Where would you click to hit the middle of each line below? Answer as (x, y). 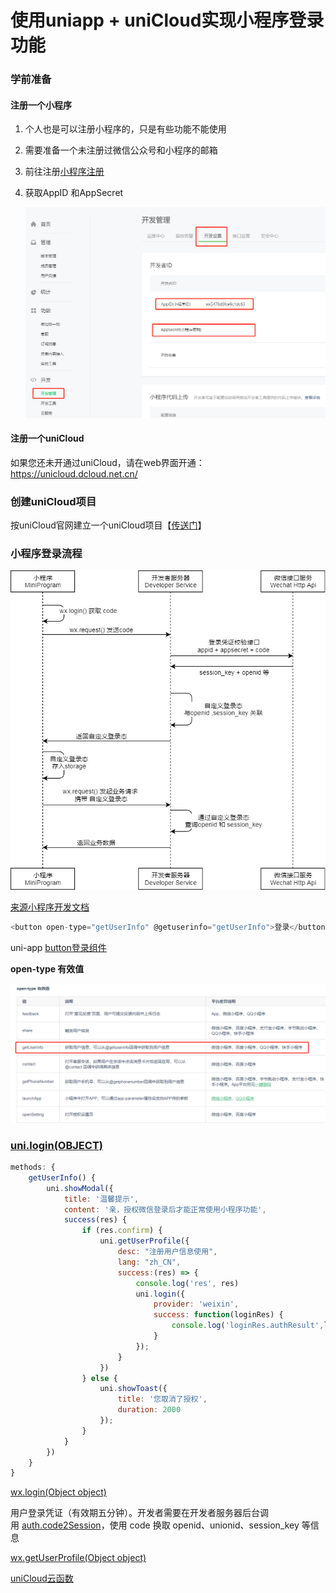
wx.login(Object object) (58, 1492)
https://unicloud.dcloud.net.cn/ (74, 473)
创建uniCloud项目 (53, 501)
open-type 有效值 (47, 969)
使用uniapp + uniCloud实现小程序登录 (167, 20)
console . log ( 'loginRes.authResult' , (248, 1326)
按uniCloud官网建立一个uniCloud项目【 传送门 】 (108, 525)
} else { (99, 1378)
